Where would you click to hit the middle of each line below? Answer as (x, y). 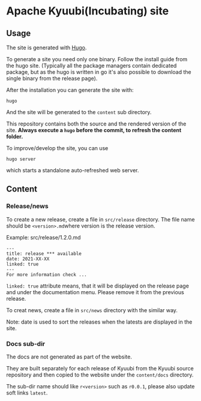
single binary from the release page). (52, 78)
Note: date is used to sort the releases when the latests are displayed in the (99, 322)
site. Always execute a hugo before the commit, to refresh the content (94, 130)
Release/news (28, 207)
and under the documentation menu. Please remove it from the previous (95, 292)
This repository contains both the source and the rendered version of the (96, 124)
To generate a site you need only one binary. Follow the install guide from (97, 59)
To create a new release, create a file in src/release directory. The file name (100, 219)
